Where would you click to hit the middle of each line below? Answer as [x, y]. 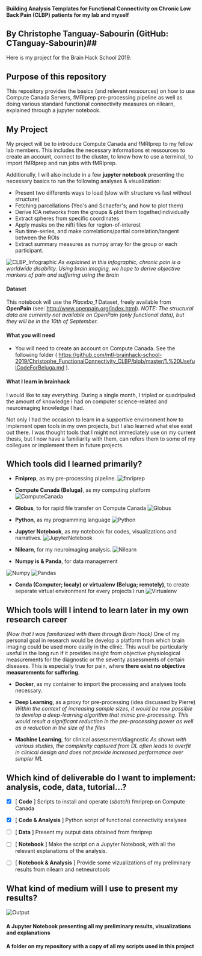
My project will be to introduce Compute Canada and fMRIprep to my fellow [100, 144]
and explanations [28, 932]
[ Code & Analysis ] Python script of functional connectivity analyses [101, 820]
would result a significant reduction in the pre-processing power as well [104, 722]
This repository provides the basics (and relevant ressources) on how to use [101, 91]
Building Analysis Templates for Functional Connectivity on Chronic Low [99, 8]
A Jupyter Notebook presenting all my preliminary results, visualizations [99, 926]
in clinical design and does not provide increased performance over [99, 752]
